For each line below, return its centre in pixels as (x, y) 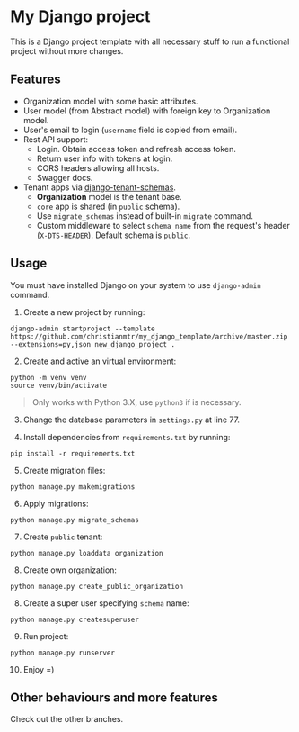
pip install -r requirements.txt (73, 453)
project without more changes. (67, 50)
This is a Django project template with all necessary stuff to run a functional (150, 41)
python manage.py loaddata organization (87, 553)
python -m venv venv (49, 377)
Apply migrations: (56, 503)
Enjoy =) (39, 669)
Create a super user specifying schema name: (106, 603)
